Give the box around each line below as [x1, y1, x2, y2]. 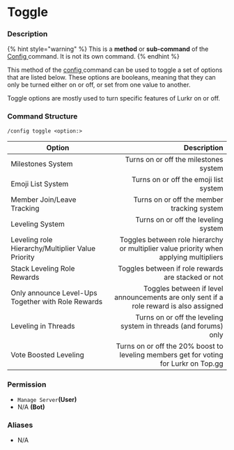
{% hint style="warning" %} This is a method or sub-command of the [7, 45, 209, 53]
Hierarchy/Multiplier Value [10, 243, 96, 253]
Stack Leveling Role [10, 263, 75, 273]
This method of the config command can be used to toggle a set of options [7, 66, 223, 74]
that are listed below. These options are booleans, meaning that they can [7, 73, 216, 82]
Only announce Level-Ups [10, 287, 97, 297]
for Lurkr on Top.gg [159, 359, 224, 368]
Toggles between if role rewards [118, 263, 224, 273]
